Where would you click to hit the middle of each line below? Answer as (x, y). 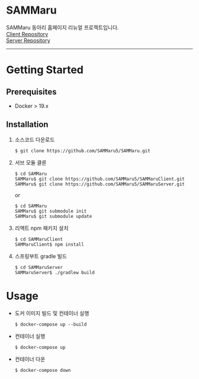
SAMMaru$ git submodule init (51, 211)
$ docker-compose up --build (51, 324)
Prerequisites (31, 91)
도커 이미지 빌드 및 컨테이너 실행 (52, 313)
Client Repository (27, 34)
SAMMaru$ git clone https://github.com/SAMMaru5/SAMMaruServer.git (99, 184)
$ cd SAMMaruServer (39, 267)
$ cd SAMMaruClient (39, 239)
